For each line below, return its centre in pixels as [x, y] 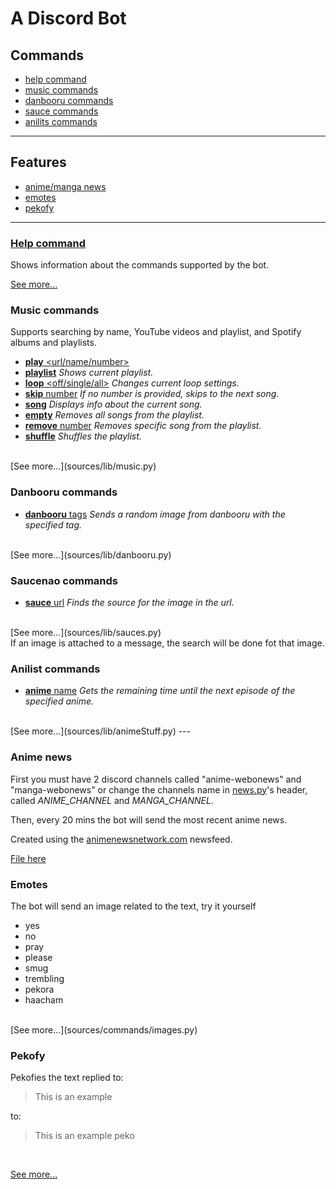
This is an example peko [84, 1136]
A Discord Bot [68, 18]
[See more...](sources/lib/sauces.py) [86, 632]
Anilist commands [55, 669]
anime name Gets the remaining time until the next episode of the [160, 691]
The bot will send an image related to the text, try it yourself [133, 906]
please [38, 957]
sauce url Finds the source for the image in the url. [129, 602]
